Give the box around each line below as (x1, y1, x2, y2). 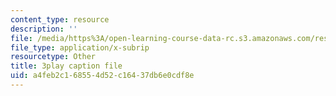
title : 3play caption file (10, 61, 123, 71)
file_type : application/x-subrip (10, 42, 150, 53)
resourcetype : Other (10, 52, 97, 62)
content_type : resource (10, 14, 110, 25)
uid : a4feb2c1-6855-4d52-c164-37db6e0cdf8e (10, 71, 195, 81)
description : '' (10, 24, 78, 34)
